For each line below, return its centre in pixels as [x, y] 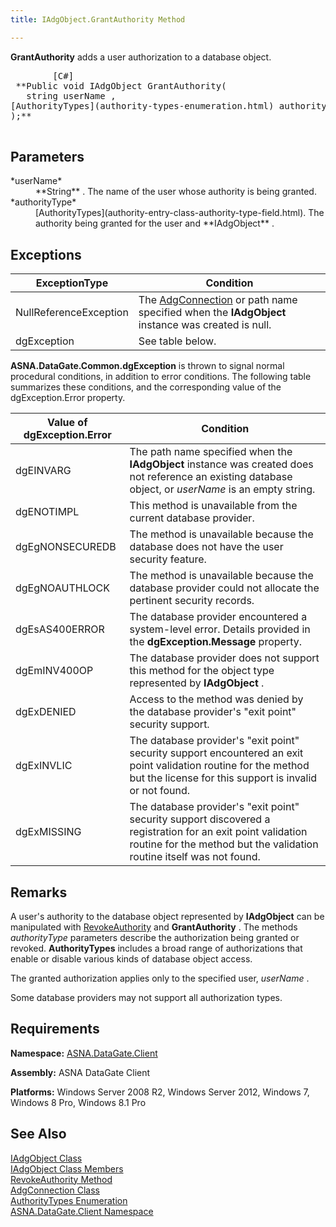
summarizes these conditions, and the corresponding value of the [146, 387]
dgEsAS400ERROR [60, 629]
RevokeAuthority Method [61, 1179]
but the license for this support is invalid [223, 778]
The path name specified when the [211, 452]
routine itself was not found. [195, 857]
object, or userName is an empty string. [222, 489]
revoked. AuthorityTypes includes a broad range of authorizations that [156, 948]
